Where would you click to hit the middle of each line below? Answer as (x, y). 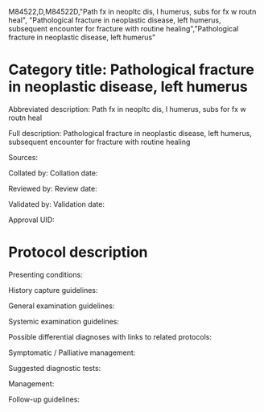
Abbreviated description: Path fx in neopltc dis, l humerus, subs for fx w (128, 109)
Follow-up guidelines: (44, 399)
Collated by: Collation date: (53, 173)
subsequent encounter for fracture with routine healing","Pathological (124, 29)
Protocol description (78, 252)
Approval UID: (31, 220)
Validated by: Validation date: (56, 204)
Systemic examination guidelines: (64, 321)
